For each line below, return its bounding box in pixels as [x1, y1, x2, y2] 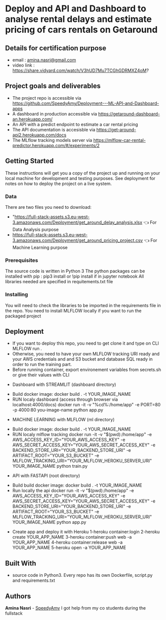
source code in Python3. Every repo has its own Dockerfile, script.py [12, 572, 153, 578]
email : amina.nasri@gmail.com [12, 57, 76, 62]
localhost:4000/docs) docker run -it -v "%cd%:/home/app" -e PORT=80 [12, 402, 161, 408]
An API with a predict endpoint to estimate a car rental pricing [12, 121, 138, 127]
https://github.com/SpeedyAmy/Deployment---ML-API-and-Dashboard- [12, 100, 160, 106]
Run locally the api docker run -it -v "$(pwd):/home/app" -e [12, 488, 134, 494]
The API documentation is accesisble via [12, 126, 96, 132]
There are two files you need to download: [5, 204, 92, 210]
